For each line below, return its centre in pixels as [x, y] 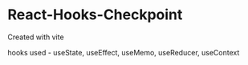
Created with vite [36, 37]
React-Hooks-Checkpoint [95, 15]
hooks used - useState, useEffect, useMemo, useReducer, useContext [124, 52]
